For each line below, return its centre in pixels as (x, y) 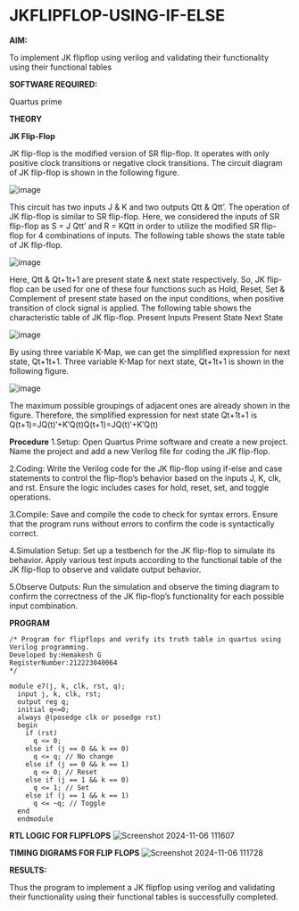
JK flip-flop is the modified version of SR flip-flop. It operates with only (139, 153)
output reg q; (43, 701)
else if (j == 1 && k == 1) (77, 795)
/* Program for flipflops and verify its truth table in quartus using (145, 639)
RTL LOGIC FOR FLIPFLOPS (60, 835)
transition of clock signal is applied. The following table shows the (130, 308)
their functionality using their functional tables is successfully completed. (144, 897)
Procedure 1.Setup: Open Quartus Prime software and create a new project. (149, 442)
